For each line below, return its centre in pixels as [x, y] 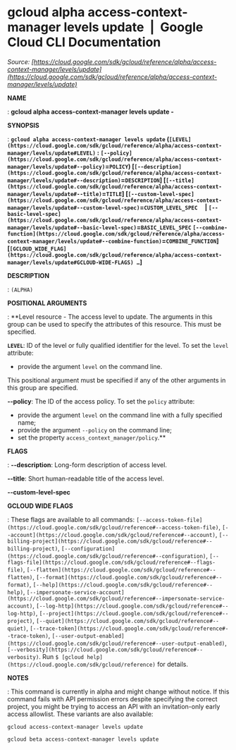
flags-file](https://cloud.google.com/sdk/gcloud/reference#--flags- [112, 562]
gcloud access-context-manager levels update [75, 727]
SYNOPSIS [24, 125]
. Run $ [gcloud [61, 656]
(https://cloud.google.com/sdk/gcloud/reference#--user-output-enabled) [116, 643]
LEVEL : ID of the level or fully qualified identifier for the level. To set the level [118, 345]
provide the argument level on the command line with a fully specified [120, 415]
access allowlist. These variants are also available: [80, 714]
